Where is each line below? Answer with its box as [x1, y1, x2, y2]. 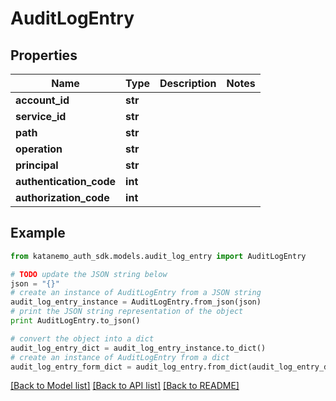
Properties [10, 47, 78, 64]
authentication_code [15, 175, 117, 188]
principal [15, 158, 59, 172]
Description [159, 77, 217, 90]
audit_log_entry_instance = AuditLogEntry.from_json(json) [10, 297, 262, 307]
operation [15, 142, 63, 156]
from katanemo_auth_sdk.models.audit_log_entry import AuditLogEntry [10, 251, 307, 261]
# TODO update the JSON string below [10, 269, 168, 279]
